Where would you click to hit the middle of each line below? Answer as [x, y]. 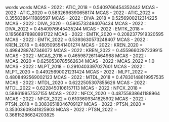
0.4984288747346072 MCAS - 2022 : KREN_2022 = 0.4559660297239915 [84, 50]
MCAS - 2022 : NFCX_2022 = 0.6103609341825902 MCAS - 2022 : [76, 99]
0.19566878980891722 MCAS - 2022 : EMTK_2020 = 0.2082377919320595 [85, 34]
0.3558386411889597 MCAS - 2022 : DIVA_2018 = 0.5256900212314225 [81, 18]
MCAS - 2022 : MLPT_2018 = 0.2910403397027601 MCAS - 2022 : [75, 66]
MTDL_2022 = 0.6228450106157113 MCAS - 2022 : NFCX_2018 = [74, 88]
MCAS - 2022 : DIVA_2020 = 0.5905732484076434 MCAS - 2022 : [75, 23]
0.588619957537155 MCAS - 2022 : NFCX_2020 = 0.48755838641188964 [83, 93]
